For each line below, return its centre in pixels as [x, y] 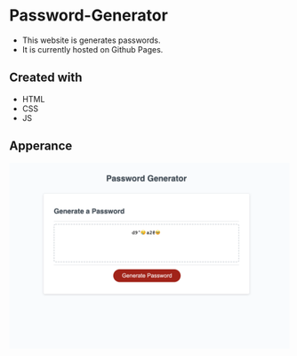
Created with [46, 78]
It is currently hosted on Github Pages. [92, 49]
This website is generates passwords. [92, 40]
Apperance [41, 146]
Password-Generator [89, 16]
